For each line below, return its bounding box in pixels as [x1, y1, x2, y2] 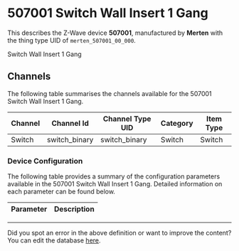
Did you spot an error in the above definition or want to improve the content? [7, 229, 232, 237]
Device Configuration [7, 156, 83, 166]
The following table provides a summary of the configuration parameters [7, 172, 221, 181]
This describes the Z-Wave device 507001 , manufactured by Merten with [7, 28, 223, 37]
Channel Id [51, 118, 89, 128]
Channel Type [102, 114, 152, 124]
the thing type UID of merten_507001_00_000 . [7, 36, 137, 44]
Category [160, 118, 193, 128]
